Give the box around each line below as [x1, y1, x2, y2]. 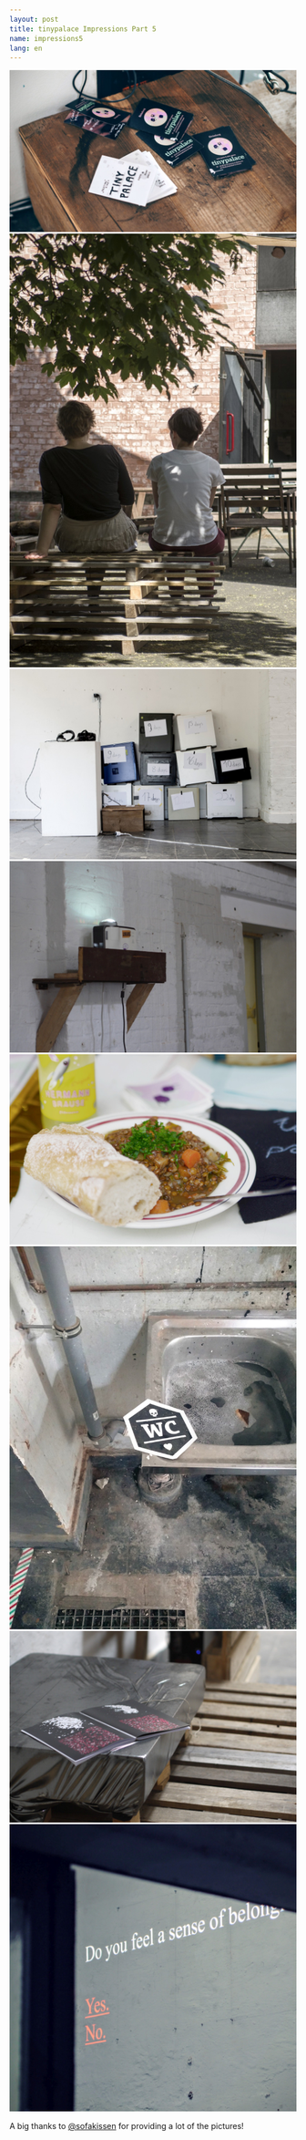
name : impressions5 [9, 34, 84, 43]
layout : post [9, 15, 59, 24]
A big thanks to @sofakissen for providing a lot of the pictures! [9, 2121, 244, 2132]
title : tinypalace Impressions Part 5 [9, 24, 157, 34]
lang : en [9, 44, 43, 53]
